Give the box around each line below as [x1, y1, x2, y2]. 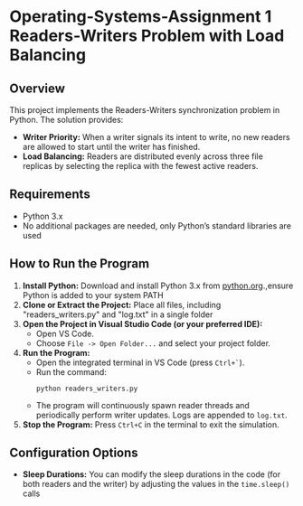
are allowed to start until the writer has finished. [22, 142, 201, 152]
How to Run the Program [9, 256, 150, 272]
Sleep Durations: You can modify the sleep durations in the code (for [22, 469, 281, 480]
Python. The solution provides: [9, 115, 124, 125]
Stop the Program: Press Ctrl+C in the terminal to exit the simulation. [22, 418, 280, 430]
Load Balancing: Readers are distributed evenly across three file [22, 151, 264, 162]
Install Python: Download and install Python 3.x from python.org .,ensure [22, 280, 294, 291]
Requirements [9, 187, 90, 202]
